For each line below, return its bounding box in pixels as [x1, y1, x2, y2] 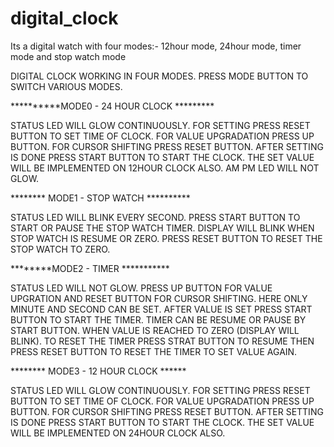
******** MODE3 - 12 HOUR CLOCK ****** [10, 365, 187, 377]
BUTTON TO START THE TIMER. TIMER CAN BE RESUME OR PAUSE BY [10, 313, 307, 326]
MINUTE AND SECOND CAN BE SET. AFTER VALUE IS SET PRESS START [10, 303, 313, 315]
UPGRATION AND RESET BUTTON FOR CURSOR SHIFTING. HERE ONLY [10, 292, 308, 304]
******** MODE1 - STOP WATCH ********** [10, 192, 191, 204]
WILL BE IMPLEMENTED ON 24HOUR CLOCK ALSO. [10, 427, 226, 439]
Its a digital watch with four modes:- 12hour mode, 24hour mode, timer [10, 40, 302, 52]
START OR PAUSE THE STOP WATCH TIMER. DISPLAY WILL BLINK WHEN [10, 222, 315, 234]
